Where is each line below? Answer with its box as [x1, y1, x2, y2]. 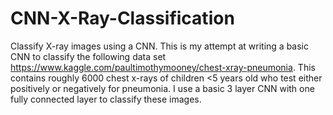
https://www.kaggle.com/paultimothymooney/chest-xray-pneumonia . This [10, 61, 316, 73]
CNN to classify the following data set [10, 50, 167, 62]
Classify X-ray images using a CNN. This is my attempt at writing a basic [10, 40, 309, 52]
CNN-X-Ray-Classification [10, 7, 235, 30]
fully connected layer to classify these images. [10, 93, 202, 105]
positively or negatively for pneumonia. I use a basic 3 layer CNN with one [10, 82, 315, 94]
